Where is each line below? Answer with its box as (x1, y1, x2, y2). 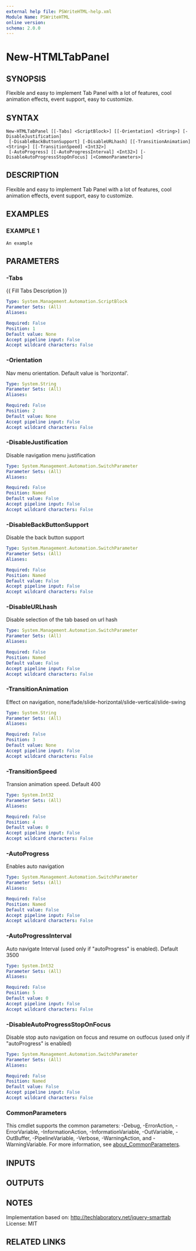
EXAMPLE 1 (6, 227, 40, 235)
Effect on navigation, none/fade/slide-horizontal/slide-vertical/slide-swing (6, 698, 186, 705)
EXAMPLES (6, 209, 49, 219)
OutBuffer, (6, 1135, 31, 1142)
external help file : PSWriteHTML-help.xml (6, 8, 112, 15)
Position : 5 (6, 990, 35, 996)
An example (6, 240, 33, 246)
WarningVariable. (6, 1141, 48, 1148)
